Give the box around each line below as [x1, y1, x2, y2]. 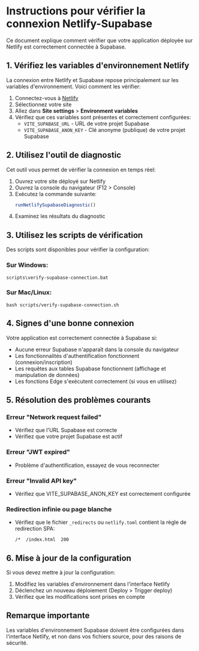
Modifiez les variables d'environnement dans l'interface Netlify [14, 580, 170, 588]
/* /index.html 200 [14, 537, 69, 543]
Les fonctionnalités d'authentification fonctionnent [14, 352, 140, 359]
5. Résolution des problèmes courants [6, 395, 151, 405]
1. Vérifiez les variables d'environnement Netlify [6, 61, 190, 71]
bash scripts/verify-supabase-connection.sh [6, 302, 119, 308]
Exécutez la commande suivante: [14, 190, 97, 197]
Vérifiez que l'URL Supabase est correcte [14, 427, 117, 434]
